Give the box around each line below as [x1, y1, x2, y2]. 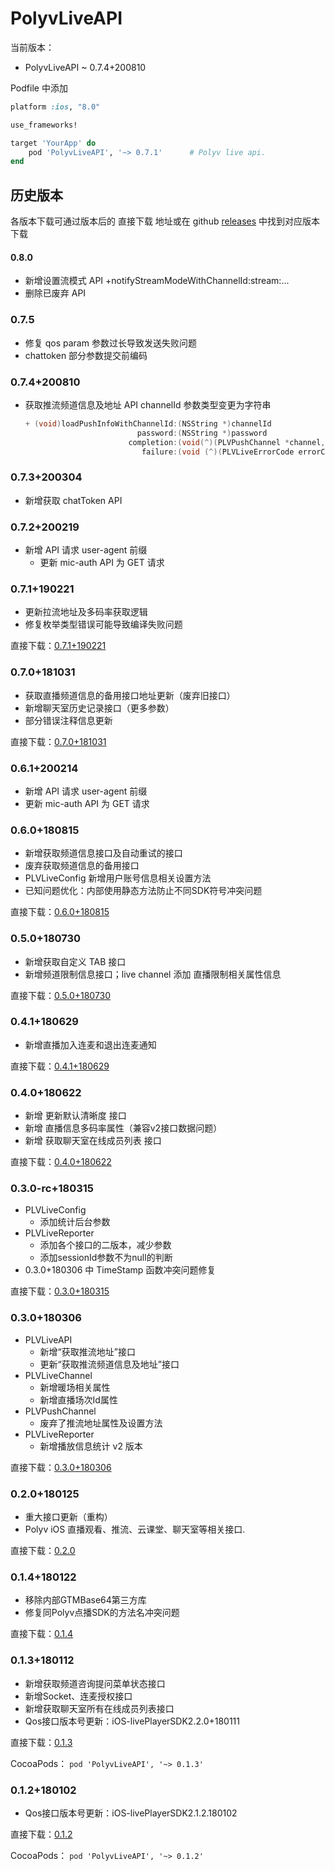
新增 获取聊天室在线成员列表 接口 [24, 1135, 162, 1147]
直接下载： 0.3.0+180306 [10, 1461, 112, 1473]
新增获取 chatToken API [24, 494, 123, 506]
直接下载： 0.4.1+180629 [10, 1060, 110, 1072]
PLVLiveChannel [24, 1369, 93, 1381]
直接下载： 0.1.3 [10, 1736, 73, 1748]
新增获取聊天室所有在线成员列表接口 [24, 1702, 175, 1714]
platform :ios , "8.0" [10, 102, 101, 112]
